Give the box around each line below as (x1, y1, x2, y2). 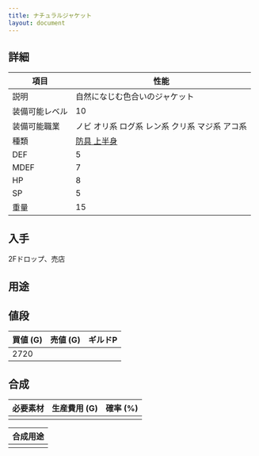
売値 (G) (50, 335, 81, 346)
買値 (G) (12, 335, 43, 346)
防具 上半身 (75, 136, 118, 147)
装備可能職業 (12, 121, 61, 132)
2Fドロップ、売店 (8, 255, 66, 264)
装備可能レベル (12, 106, 69, 117)
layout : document (8, 19, 66, 27)
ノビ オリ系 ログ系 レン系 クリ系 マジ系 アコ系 (75, 121, 247, 132)
